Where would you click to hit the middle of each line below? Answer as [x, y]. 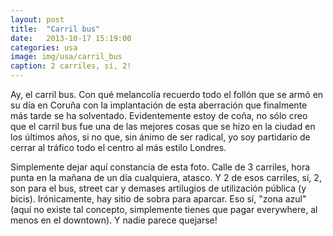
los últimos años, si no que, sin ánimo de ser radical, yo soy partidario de [160, 137]
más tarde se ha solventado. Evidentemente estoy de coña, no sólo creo [159, 115]
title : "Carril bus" [55, 29]
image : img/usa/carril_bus [66, 57]
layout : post [37, 19]
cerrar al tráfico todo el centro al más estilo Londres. [118, 147]
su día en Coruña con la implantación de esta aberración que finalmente [159, 105]
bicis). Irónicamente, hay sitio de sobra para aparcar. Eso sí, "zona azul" [158, 199]
